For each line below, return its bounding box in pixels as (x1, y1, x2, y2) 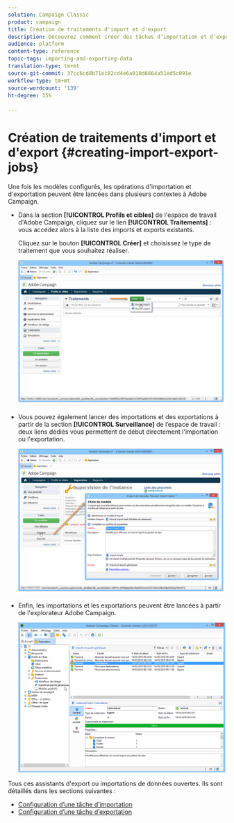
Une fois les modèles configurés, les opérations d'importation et (8, 183, 192, 191)
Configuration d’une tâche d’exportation (17, 808, 133, 816)
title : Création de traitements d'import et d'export (8, 26, 167, 33)
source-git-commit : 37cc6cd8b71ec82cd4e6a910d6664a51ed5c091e (8, 70, 192, 76)
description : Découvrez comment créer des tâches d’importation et (8, 33, 208, 40)
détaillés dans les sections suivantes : (8, 787, 117, 795)
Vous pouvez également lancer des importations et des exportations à (17, 412, 219, 421)
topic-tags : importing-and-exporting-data (8, 56, 133, 63)
